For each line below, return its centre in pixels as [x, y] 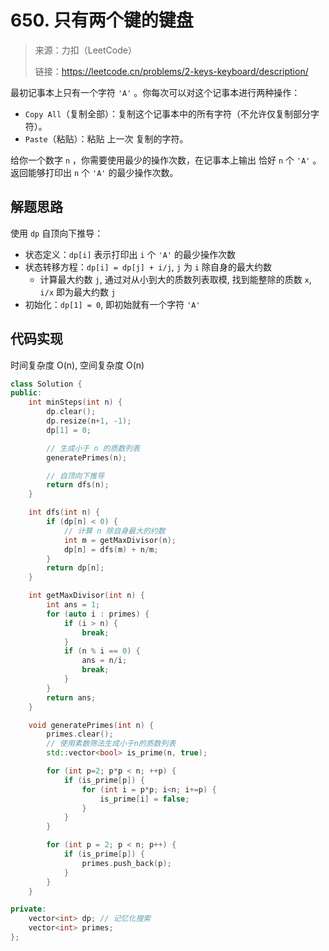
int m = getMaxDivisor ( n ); [120, 540]
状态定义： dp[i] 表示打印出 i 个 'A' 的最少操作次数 [130, 254]
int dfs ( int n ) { [64, 512]
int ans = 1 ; [73, 605]
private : [28, 909]
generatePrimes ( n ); [87, 457]
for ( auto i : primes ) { [98, 614]
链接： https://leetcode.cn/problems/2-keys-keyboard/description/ [171, 71]
